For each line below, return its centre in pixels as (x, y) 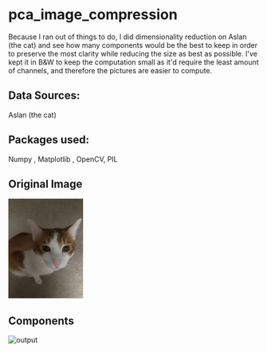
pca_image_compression (93, 15)
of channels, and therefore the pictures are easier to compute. (110, 70)
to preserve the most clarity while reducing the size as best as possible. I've (133, 53)
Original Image (45, 184)
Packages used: (49, 140)
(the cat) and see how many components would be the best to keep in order (133, 45)
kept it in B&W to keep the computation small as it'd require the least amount (133, 62)
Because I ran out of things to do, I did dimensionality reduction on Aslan (128, 37)
